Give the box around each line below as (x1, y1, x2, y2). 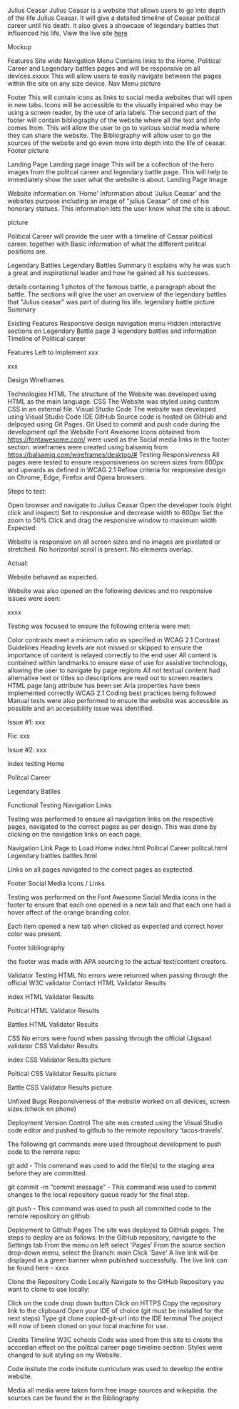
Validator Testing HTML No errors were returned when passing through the (7, 971, 228, 980)
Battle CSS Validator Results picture (7, 1083, 112, 1092)
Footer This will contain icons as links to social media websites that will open (7, 93, 233, 101)
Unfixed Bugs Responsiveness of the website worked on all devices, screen (7, 1097, 230, 1105)
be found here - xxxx (7, 1264, 69, 1272)
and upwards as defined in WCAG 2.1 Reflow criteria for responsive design (7, 466, 226, 474)
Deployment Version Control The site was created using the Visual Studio (7, 1118, 223, 1127)
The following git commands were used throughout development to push (7, 1140, 222, 1148)
